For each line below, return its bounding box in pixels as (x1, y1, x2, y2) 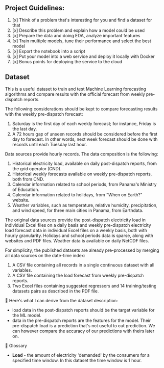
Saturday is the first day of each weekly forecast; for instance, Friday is (12, 120, 156, 127)
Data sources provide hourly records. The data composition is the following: (5, 151, 158, 157)
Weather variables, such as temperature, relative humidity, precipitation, (12, 202, 158, 208)
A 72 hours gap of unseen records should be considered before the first (12, 131, 158, 137)
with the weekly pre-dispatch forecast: (5, 111, 83, 117)
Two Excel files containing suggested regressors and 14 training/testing (12, 283, 157, 289)
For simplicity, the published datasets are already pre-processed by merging (5, 247, 160, 253)
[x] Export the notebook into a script (12, 48, 86, 54)
